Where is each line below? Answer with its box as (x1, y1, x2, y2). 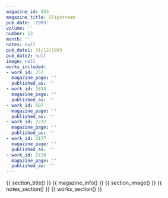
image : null (6, 58, 36, 64)
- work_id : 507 (6, 102, 44, 108)
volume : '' (6, 25, 33, 31)
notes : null (6, 42, 36, 48)
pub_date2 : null (6, 53, 46, 59)
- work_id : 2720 (6, 152, 46, 158)
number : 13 (6, 31, 33, 37)
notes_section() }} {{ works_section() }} (6, 186, 102, 193)
